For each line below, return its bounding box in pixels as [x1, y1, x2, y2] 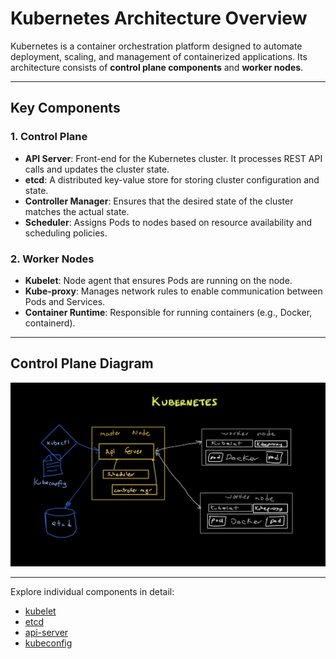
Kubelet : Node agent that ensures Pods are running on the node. [24, 274, 293, 286]
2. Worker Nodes [10, 252, 95, 266]
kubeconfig [24, 637, 73, 649]
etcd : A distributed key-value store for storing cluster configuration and [24, 173, 320, 186]
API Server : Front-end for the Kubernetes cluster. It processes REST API [24, 152, 323, 164]
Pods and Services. [24, 295, 106, 307]
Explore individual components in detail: [10, 585, 175, 597]
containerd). [24, 317, 76, 329]
